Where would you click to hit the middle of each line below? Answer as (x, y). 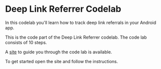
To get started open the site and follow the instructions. (61, 61)
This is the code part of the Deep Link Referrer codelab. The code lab (76, 37)
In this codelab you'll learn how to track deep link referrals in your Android (81, 23)
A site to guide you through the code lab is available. (59, 52)
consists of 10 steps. (26, 42)
